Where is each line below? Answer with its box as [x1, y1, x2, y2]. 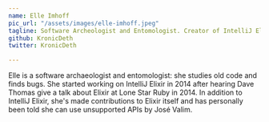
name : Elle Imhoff [8, 11, 70, 20]
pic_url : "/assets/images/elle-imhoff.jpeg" [8, 19, 159, 27]
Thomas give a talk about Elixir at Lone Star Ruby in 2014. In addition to [8, 87, 243, 97]
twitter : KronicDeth [8, 42, 78, 50]
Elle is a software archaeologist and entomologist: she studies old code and [8, 71, 258, 80]
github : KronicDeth [8, 34, 74, 43]
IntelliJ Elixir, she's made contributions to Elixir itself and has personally [8, 96, 243, 106]
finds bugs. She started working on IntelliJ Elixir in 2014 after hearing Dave [8, 79, 255, 89]
